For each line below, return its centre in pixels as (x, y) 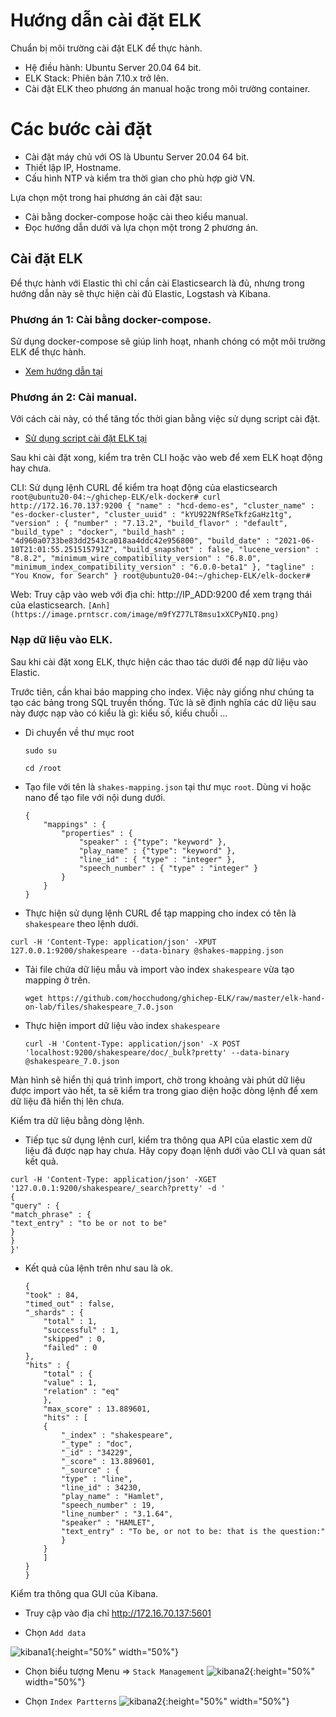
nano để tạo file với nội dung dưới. (95, 797)
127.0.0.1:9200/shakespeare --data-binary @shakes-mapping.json (147, 950)
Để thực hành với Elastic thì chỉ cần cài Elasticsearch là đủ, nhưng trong (157, 283)
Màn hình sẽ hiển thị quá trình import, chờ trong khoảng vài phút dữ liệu (158, 1080)
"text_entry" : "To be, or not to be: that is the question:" (193, 1531)
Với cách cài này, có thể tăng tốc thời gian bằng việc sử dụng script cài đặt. (165, 419)
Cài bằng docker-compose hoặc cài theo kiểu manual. (136, 216)
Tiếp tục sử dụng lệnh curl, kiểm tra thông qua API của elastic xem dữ (168, 1140)
